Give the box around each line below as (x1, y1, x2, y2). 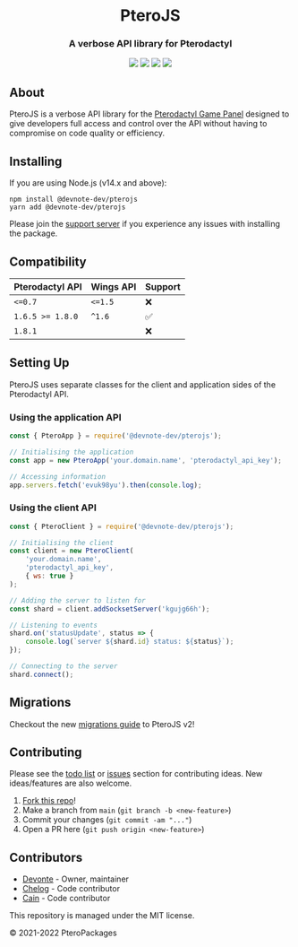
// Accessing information (9, 472, 106, 481)
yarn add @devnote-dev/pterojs (9, 203, 126, 212)
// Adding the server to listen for (9, 595, 146, 605)
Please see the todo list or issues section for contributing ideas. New (9, 769, 263, 779)
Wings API (90, 280, 137, 292)
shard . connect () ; (9, 670, 74, 679)
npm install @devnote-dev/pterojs (9, 195, 139, 204)
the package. (9, 228, 58, 239)
